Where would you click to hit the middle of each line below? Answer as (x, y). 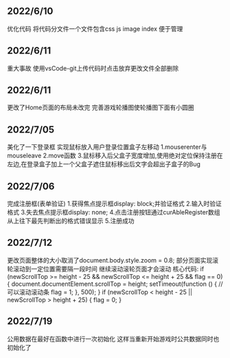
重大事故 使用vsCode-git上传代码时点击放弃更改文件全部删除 (93, 68)
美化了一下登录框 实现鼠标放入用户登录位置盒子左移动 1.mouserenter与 (107, 147)
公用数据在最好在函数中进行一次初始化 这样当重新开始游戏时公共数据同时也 (113, 339)
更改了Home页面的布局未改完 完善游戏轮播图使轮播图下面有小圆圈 (101, 108)
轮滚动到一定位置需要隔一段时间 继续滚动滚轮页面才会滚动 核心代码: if (106, 269)
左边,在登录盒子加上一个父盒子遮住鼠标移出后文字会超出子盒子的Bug (104, 164)
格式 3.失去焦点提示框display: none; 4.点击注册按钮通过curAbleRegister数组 (114, 212)
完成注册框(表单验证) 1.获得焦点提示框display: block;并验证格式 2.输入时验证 (114, 204)
